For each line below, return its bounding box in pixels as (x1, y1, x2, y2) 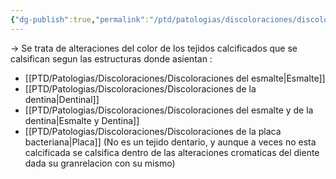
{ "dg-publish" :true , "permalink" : (10, 14, 150, 25)
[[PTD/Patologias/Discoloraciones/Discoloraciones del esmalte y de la (24, 104, 314, 116)
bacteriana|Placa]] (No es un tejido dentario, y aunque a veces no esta (24, 136, 317, 148)
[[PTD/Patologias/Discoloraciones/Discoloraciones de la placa (24, 125, 282, 137)
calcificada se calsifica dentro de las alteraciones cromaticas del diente (24, 146, 320, 158)
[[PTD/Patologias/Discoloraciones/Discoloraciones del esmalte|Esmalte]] (24, 72, 326, 84)
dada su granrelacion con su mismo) (24, 157, 176, 169)
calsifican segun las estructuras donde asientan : (10, 52, 213, 65)
